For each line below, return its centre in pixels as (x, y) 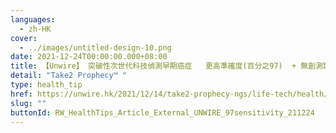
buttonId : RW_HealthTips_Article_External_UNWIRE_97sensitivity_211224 (162, 112)
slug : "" (28, 103)
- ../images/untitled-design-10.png (95, 47)
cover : (24, 38)
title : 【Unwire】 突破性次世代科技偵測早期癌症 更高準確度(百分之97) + (153, 66)
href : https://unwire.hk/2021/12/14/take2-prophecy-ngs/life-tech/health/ (169, 94)
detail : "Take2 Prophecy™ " (69, 76)
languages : (33, 19)
